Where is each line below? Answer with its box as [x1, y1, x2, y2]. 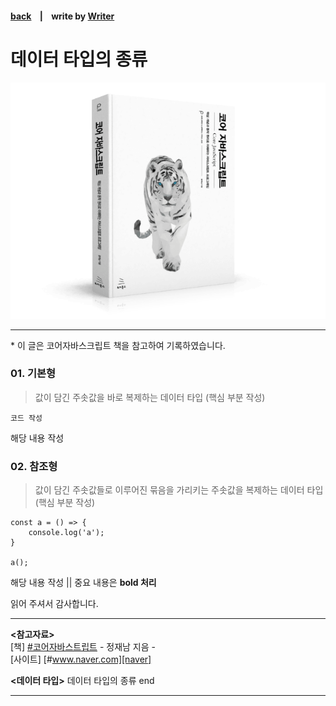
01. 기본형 [10, 367, 57, 381]
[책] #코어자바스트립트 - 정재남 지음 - [10, 641, 156, 653]
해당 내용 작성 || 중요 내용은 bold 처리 [10, 577, 157, 589]
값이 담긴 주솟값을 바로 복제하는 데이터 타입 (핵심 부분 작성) [34, 391, 266, 403]
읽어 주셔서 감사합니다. [10, 598, 99, 610]
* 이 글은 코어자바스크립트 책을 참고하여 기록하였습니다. [10, 339, 226, 351]
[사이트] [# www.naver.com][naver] [10, 653, 152, 666]
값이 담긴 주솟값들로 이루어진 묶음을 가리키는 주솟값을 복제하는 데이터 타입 [34, 484, 324, 496]
